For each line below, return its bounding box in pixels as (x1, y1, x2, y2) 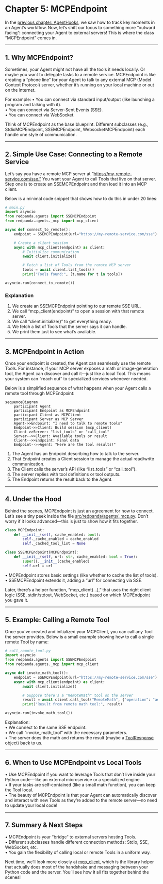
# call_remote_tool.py (5, 648, 51, 653)
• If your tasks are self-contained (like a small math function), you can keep (5, 782, 156, 787)
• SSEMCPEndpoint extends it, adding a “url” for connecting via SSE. (5, 577, 143, 583)
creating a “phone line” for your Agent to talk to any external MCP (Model (5, 77, 151, 82)
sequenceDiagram (5, 399, 38, 405)
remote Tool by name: (5, 639, 49, 645)
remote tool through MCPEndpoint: (5, 390, 75, 396)
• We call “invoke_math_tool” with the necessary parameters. (5, 730, 128, 736)
